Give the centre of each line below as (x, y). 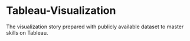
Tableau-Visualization (61, 11)
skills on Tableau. (27, 32)
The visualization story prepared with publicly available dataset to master (95, 27)
